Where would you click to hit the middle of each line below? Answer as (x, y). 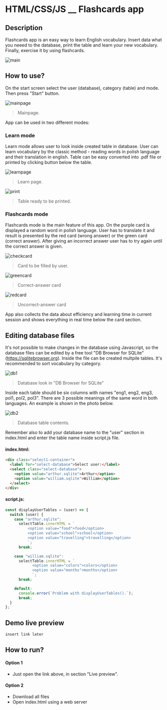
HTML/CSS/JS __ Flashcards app (75, 9)
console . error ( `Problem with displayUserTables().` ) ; (76, 593)
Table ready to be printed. (44, 201)
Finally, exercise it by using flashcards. (45, 50)
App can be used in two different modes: (47, 122)
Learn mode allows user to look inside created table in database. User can (82, 146)
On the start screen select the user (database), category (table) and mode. (82, 88)
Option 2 (14, 685)
